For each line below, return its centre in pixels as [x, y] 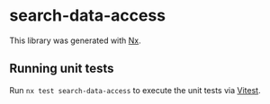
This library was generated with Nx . [75, 40]
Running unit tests [62, 69]
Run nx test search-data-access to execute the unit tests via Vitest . [135, 90]
